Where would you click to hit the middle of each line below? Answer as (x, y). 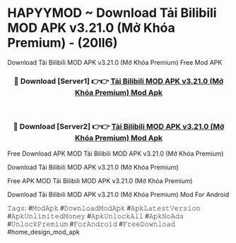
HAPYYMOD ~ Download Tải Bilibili (112, 13)
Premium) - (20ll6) (63, 43)
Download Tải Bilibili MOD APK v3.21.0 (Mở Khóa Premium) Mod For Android (118, 194)
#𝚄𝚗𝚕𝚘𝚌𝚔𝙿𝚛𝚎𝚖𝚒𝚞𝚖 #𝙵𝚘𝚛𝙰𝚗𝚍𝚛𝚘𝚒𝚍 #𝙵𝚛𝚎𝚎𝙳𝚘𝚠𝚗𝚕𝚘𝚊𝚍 (91, 224)
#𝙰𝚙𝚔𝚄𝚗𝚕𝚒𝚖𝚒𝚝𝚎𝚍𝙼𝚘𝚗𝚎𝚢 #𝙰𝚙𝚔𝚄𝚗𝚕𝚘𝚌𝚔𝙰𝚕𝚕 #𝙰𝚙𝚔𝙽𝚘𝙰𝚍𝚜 (96, 216)
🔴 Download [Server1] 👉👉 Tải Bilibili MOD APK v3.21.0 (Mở (119, 81)
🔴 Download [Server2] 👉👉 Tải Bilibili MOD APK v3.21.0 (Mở (119, 127)
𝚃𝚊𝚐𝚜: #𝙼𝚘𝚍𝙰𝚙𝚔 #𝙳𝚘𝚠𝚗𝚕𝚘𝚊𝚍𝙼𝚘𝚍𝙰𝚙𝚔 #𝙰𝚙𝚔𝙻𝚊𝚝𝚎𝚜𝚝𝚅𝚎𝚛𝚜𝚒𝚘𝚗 (104, 208)
